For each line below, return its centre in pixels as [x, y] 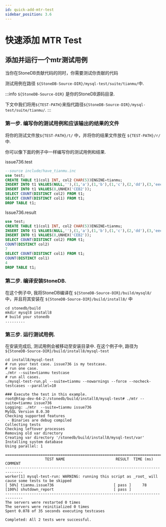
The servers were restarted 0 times [43, 503]
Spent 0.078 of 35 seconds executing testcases [55, 511]
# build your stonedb [27, 317]
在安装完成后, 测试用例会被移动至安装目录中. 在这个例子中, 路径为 [72, 346]
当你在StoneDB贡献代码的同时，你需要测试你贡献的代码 [62, 73]
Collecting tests [23, 425]
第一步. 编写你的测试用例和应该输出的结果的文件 [62, 123]
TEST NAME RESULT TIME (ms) [99, 459]
